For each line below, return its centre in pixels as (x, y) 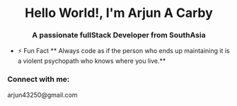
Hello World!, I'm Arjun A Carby (119, 13)
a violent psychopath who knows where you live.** (92, 61)
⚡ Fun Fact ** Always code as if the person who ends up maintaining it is (123, 51)
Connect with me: (39, 79)
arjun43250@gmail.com (42, 95)
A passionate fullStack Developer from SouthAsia (119, 35)
